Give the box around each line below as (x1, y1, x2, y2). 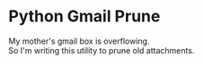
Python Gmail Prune (8, 6, 161, 27)
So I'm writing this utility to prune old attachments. (8, 45, 195, 55)
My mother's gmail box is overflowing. (8, 36, 150, 46)
